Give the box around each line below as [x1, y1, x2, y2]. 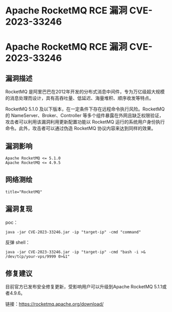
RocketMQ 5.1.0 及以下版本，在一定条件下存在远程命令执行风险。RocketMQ [5, 106, 165, 112]
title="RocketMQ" [5, 189, 43, 194]
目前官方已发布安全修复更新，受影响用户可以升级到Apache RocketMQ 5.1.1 [5, 284, 163, 290]
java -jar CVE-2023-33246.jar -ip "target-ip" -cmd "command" [5, 229, 141, 234]
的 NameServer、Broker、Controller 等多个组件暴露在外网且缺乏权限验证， [5, 113, 164, 119]
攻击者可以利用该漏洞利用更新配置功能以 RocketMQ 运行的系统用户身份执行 [5, 119, 165, 125]
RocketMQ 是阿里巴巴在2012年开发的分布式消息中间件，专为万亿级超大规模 [5, 88, 165, 95]
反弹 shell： [5, 239, 30, 245]
